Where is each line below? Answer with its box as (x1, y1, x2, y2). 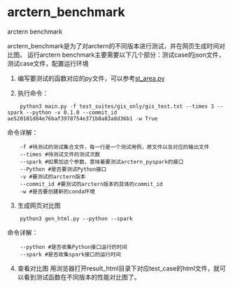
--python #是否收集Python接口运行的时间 (20, 243, 127, 250)
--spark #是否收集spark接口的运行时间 (20, 251, 121, 258)
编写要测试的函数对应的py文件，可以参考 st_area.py (17, 74, 165, 82)
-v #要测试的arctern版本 (20, 173, 86, 180)
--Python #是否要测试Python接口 (20, 166, 107, 173)
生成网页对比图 (17, 201, 61, 210)
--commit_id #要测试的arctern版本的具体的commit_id (20, 180, 163, 187)
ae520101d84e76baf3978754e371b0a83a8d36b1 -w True (7, 115, 158, 122)
